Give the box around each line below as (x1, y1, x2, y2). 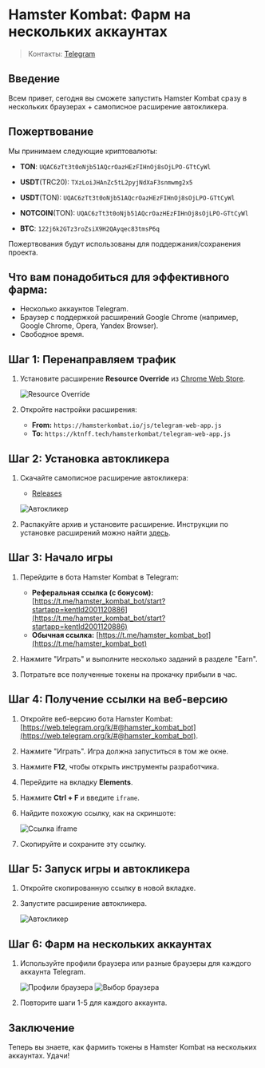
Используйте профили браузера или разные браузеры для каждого (19, 959, 251, 968)
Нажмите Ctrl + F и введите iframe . (19, 793, 140, 802)
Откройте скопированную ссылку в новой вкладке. (19, 884, 196, 893)
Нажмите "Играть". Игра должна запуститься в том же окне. (19, 746, 229, 756)
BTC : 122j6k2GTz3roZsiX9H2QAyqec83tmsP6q (19, 223, 160, 233)
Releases (31, 489, 62, 498)
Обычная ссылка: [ (31, 630, 100, 639)
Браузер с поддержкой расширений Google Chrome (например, (19, 313, 239, 322)
